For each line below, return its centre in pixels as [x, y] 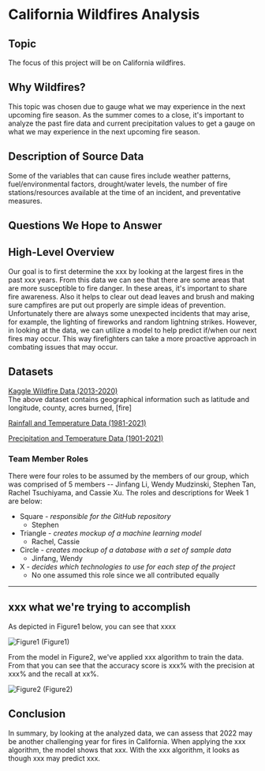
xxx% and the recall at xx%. [54, 674]
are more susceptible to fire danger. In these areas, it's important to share [128, 288]
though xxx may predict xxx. [54, 758]
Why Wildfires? [47, 87]
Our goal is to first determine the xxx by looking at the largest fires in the [126, 271]
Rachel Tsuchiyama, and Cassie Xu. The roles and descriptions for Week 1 [129, 492]
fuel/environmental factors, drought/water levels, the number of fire [118, 184]
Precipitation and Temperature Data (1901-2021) [86, 438]
